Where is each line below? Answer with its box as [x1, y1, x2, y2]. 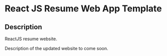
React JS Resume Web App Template [5, 3, 162, 14]
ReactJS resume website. [5, 36, 58, 42]
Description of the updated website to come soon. [5, 46, 108, 51]
